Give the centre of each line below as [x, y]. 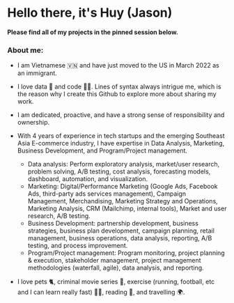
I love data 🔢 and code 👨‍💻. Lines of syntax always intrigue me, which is [119, 87]
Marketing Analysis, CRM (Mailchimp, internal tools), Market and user [127, 209]
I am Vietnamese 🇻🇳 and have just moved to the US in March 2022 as [118, 65]
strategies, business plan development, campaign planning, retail [121, 231]
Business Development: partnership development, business [113, 224]
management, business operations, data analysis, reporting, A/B [120, 238]
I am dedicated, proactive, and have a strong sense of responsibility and [121, 115]
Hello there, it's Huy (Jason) [90, 13]
